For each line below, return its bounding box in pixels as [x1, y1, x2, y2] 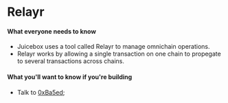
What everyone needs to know [7, 27, 96, 35]
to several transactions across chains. [16, 57, 125, 65]
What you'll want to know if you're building [7, 73, 133, 81]
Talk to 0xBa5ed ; [16, 88, 65, 96]
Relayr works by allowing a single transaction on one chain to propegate [16, 49, 221, 58]
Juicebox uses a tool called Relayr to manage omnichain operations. [16, 43, 211, 51]
